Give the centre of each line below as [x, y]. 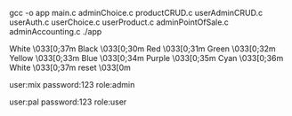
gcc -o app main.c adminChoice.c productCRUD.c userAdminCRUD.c [136, 13]
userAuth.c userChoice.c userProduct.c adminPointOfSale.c [119, 22]
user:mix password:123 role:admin [72, 85]
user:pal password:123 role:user [68, 102]
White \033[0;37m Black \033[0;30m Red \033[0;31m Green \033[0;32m [142, 49]
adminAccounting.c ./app [56, 31]
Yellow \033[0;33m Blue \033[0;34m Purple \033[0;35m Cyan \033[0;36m [146, 58]
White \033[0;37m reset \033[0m [70, 67]
